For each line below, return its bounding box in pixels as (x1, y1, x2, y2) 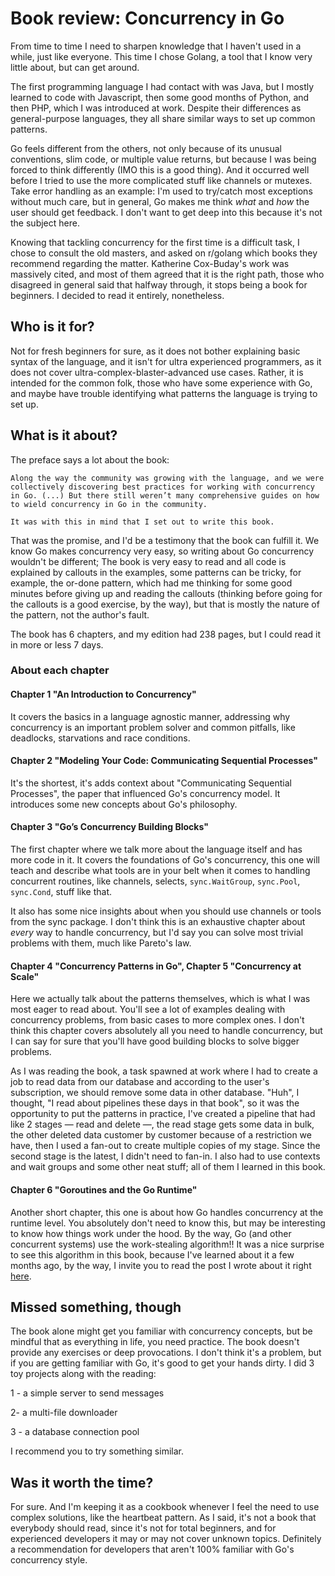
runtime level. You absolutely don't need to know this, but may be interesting (10, 1217, 326, 1229)
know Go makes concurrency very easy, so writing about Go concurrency (10, 545, 315, 557)
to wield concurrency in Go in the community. (10, 499, 208, 509)
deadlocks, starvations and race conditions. (10, 732, 191, 744)
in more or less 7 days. (10, 638, 104, 651)
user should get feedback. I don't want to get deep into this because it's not (10, 206, 323, 218)
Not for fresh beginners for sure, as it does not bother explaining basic (10, 345, 301, 357)
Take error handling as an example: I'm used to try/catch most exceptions (10, 185, 313, 197)
